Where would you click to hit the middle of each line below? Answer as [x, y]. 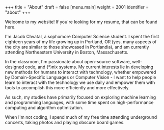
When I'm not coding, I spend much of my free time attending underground [81, 117]
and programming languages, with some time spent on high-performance [79, 102]
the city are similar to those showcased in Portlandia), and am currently [77, 47]
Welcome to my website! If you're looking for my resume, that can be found [81, 22]
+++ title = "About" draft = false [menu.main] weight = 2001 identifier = [77, 7]
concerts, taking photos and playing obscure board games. [65, 122]
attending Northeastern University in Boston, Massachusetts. [67, 52]
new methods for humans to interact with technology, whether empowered [81, 72]
